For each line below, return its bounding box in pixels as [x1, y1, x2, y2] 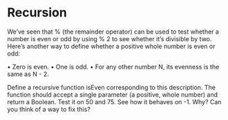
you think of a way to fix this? [7, 105, 91, 113]
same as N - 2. [7, 70, 50, 78]
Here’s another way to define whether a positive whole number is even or [7, 42, 216, 50]
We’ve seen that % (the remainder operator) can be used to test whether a [7, 27, 220, 36]
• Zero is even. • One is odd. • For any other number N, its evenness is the [7, 62, 220, 71]
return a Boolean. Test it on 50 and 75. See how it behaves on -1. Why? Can [7, 97, 222, 106]
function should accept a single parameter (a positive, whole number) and [7, 91, 218, 99]
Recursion [7, 5, 67, 21]
